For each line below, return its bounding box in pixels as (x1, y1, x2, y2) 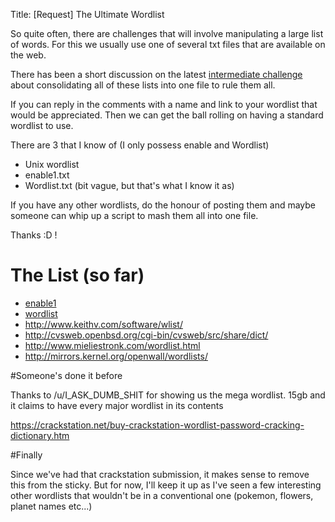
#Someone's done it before (10, 369, 123, 381)
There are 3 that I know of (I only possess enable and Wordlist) (10, 139, 270, 151)
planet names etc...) (10, 500, 93, 512)
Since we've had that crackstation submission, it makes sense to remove (10, 468, 310, 480)
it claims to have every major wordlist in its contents (10, 399, 224, 411)
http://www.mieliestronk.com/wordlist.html (24, 339, 201, 351)
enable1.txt (24, 169, 70, 181)
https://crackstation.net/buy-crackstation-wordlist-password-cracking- (10, 419, 305, 431)
